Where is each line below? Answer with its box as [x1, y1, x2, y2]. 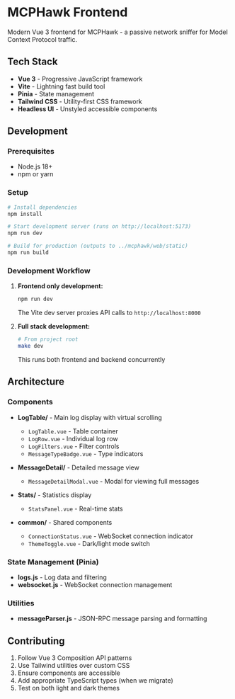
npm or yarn [17, 170, 54, 178]
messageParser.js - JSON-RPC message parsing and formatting [17, 614, 207, 623]
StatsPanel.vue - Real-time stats [28, 504, 124, 513]
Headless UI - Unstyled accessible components [17, 104, 158, 113]
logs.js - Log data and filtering [17, 573, 108, 581]
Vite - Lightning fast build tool [17, 82, 105, 91]
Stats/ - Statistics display [17, 490, 92, 499]
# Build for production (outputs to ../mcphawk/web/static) [7, 242, 189, 250]
